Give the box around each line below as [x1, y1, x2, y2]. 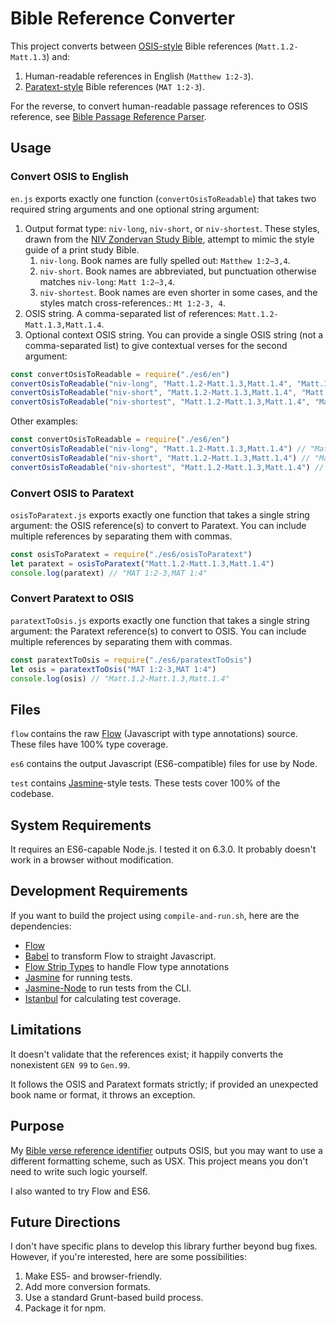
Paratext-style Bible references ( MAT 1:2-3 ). [24, 80, 205, 92]
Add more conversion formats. [24, 1281, 151, 1293]
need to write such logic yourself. [10, 1165, 148, 1177]
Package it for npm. [24, 1302, 107, 1314]
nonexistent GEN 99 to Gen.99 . [10, 1058, 131, 1071]
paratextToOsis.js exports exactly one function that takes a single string [10, 614, 310, 626]
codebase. [10, 788, 55, 800]
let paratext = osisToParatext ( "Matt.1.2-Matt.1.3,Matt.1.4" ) [10, 558, 275, 569]
